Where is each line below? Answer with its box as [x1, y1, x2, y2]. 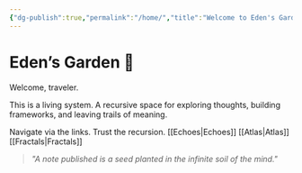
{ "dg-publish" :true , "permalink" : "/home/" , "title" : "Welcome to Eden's [9, 13, 276, 23]
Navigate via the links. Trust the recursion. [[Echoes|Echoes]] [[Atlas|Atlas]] [9, 126, 289, 137]
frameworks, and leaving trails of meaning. [9, 109, 168, 120]
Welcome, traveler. [9, 82, 79, 93]
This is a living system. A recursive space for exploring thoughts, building [9, 99, 281, 110]
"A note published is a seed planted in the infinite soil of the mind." [31, 153, 279, 164]
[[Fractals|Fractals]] [9, 136, 83, 147]
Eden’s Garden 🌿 [9, 51, 135, 72]
